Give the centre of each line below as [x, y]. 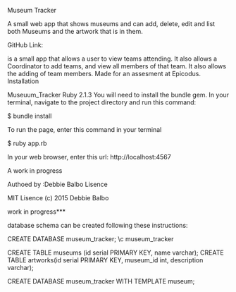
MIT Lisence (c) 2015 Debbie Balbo [58, 198]
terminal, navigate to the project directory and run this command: [102, 102]
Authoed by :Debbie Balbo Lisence [57, 184]
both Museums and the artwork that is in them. [75, 31]
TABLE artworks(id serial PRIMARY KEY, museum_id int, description [105, 260]
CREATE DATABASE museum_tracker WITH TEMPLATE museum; [101, 281]
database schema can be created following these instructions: [98, 225]
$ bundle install [30, 116]
